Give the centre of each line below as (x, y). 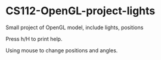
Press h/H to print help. (34, 39)
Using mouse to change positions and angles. (62, 50)
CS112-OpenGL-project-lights (80, 11)
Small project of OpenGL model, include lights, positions (75, 27)
